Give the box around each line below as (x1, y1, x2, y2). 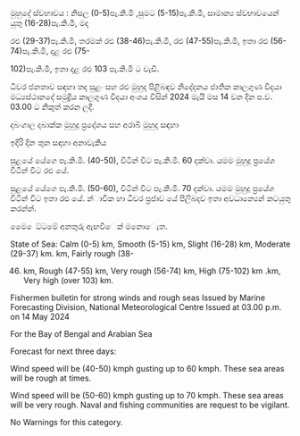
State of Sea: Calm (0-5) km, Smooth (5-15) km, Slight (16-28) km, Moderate (10, 239, 291, 249)
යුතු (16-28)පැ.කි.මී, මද (10, 18, 89, 28)
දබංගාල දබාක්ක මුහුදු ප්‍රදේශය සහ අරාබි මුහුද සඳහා (10, 120, 179, 130)
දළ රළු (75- (50, 46, 90, 56)
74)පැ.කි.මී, (10, 46, 49, 56)
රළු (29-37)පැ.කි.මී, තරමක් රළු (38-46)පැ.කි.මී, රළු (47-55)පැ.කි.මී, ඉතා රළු (10, 36, 269, 46)
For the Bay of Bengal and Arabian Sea (10, 329, 153, 339)
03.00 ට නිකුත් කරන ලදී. (10, 102, 95, 112)
